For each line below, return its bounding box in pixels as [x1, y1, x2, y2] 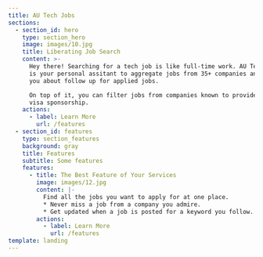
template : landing [8, 237, 68, 245]
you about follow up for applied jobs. [28, 77, 159, 85]
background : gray [22, 142, 79, 150]
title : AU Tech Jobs [8, 11, 76, 20]
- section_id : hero [15, 26, 79, 34]
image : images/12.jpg [36, 179, 107, 186]
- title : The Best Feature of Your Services [28, 172, 177, 179]
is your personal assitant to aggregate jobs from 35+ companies [28, 70, 247, 78]
